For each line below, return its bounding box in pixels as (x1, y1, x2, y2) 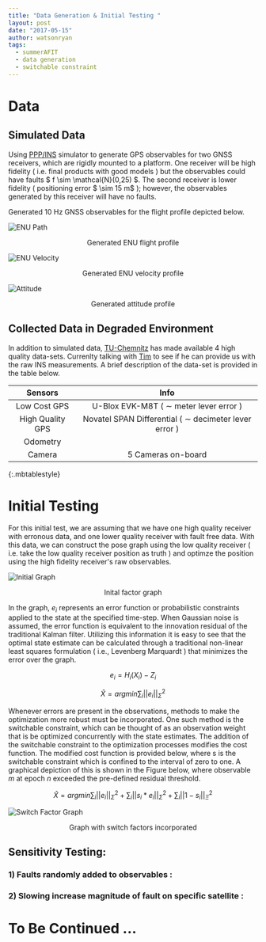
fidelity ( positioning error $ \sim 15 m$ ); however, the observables (8, 183, 227, 192)
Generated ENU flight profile (86, 237, 180, 247)
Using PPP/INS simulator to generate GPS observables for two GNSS (8, 150, 233, 159)
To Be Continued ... (8, 920, 137, 938)
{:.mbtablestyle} (8, 469, 61, 479)
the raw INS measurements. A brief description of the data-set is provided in (8, 359, 258, 369)
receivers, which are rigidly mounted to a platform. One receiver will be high (8, 158, 256, 167)
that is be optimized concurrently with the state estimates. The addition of (8, 731, 249, 741)
